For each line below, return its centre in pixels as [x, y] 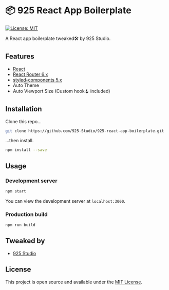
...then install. [20, 141]
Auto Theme [26, 85]
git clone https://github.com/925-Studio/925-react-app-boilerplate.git [85, 131]
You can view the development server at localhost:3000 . [65, 201]
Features [20, 57]
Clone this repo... [24, 121]
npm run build [21, 225]
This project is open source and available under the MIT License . [74, 282]
